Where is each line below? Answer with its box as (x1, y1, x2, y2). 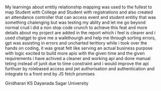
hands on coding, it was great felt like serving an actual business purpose (5, 45, 153, 51)
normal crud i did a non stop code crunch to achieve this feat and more (5, 25, 147, 30)
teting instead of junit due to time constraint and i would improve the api (5, 61, 149, 66)
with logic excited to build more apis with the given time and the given (5, 50, 145, 56)
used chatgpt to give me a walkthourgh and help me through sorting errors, (5, 35, 156, 41)
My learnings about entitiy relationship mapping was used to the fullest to (5, 4, 152, 10)
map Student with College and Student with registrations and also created (5, 9, 153, 15)
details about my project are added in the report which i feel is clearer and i (5, 30, 156, 35)
